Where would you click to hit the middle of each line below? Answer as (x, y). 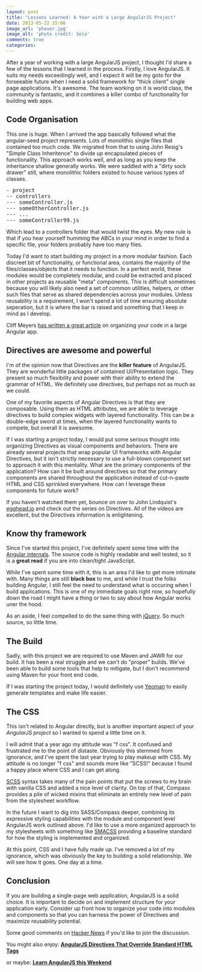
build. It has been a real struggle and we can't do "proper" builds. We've (96, 662)
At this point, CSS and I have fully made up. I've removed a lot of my (90, 849)
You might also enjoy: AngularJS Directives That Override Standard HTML (99, 944)
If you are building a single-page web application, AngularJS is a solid (93, 895)
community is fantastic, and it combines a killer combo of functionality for (97, 94)
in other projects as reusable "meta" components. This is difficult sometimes (101, 281)
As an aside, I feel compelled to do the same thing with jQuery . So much (95, 616)
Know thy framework (47, 533)
